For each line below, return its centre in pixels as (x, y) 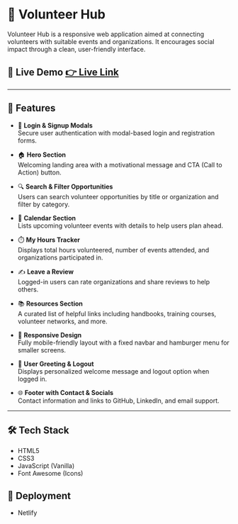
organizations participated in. (60, 257)
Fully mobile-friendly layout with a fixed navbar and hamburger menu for (124, 342)
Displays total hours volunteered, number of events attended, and (113, 250)
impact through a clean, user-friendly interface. (76, 49)
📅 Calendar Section (47, 218)
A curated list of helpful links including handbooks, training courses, (117, 313)
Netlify (27, 513)
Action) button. (39, 172)
